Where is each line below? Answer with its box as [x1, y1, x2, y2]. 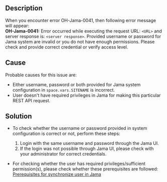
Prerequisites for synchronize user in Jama [12, 171, 101, 177]
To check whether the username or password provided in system [12, 125, 147, 131]
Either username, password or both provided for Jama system [12, 81, 141, 87]
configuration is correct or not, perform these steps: [12, 130, 120, 137]
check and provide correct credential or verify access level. [5, 44, 128, 50]
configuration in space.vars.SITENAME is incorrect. [12, 87, 115, 93]
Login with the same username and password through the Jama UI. [20, 140, 159, 146]
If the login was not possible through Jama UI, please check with [20, 145, 154, 152]
